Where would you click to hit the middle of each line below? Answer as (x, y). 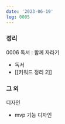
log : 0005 (18, 17)
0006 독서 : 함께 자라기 (33, 52)
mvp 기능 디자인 (33, 115)
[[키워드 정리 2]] (33, 72)
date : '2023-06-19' (30, 11)
